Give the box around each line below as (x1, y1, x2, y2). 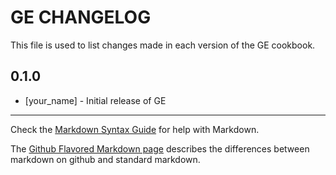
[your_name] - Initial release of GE (24, 94, 167, 106)
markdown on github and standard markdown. (10, 153, 201, 165)
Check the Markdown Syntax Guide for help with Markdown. (10, 123, 260, 135)
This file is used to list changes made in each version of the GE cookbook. (10, 39, 316, 51)
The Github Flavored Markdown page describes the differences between (10, 142, 310, 155)
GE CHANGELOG (10, 6, 152, 29)
